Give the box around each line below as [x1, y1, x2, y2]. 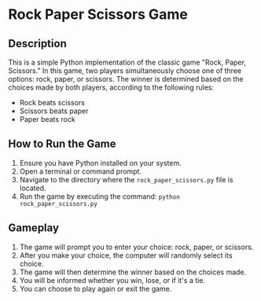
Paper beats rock [19, 115, 76, 123]
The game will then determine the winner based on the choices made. [19, 267, 247, 277]
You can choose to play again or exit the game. [19, 284, 172, 293]
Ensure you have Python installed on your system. [19, 158, 182, 167]
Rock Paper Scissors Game [8, 6, 189, 24]
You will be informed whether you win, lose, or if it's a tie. [19, 275, 206, 284]
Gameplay [8, 222, 60, 235]
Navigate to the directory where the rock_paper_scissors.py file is [19, 174, 233, 184]
